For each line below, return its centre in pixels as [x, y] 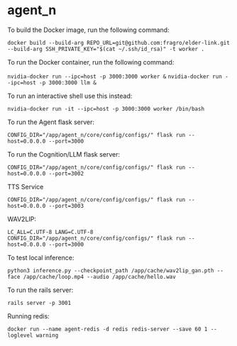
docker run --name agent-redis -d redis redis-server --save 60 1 [108, 329]
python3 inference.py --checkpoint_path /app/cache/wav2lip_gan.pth [111, 270]
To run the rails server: [40, 290]
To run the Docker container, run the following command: [91, 62]
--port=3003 [66, 206]
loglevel [20, 335]
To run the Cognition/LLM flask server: [64, 154]
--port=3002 [66, 173]
